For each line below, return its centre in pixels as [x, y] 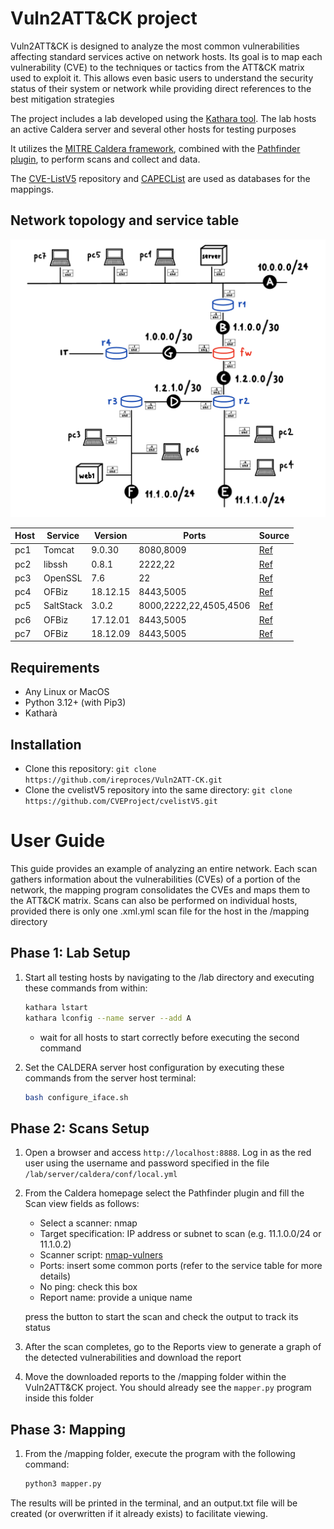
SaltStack [63, 606]
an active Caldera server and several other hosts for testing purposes [153, 129]
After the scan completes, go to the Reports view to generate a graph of [173, 1347]
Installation [46, 744]
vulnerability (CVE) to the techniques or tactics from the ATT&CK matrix [157, 67]
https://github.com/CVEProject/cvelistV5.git [121, 802]
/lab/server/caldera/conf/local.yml [101, 1175]
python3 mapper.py [63, 1484]
